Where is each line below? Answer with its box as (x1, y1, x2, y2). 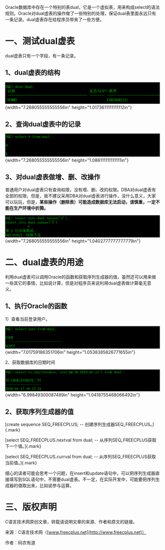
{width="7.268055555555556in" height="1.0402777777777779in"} (5, 238, 141, 244)
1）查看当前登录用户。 (5, 316, 50, 322)
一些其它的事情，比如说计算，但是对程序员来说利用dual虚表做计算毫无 (5, 280, 147, 286)
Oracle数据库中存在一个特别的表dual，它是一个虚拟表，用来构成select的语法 (5, 4, 160, 10)
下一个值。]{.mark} (5, 443, 42, 449)
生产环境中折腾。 (13, 205, 48, 211)
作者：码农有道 (5, 540, 35, 546)
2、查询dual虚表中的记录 (5, 120, 81, 128)
